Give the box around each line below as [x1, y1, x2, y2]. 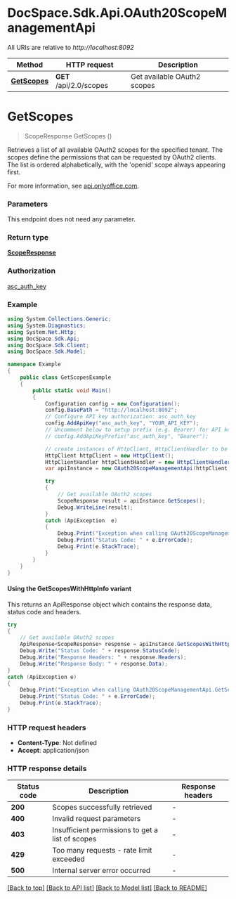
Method [16, 60, 44, 70]
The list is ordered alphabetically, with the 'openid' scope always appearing [7, 160, 226, 169]
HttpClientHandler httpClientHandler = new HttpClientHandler [44, 458, 231, 465]
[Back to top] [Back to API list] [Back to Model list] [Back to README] [7, 884, 207, 892]
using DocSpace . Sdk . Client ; [7, 342, 90, 349]
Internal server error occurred [52, 866, 151, 876]
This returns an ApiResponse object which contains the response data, [7, 600, 212, 609]
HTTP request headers [7, 723, 86, 732]
